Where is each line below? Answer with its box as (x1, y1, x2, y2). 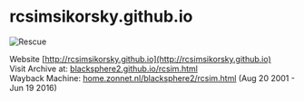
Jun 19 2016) (9, 82, 57, 93)
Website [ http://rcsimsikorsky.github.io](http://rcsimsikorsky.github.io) (9, 53, 272, 64)
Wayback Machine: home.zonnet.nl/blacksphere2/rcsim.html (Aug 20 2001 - (9, 72, 295, 83)
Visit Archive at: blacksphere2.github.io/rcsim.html (9, 63, 198, 74)
